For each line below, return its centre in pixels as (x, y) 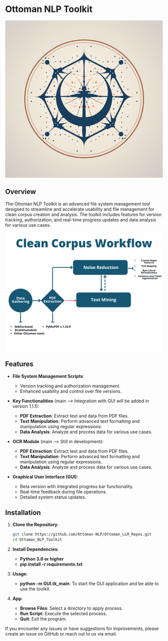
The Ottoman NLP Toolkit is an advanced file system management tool (78, 204)
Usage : (20, 574)
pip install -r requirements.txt (51, 564)
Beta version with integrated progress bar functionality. (76, 486)
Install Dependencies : (35, 549)
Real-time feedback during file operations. (63, 492)
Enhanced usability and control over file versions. (70, 391)
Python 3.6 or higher (42, 559)
